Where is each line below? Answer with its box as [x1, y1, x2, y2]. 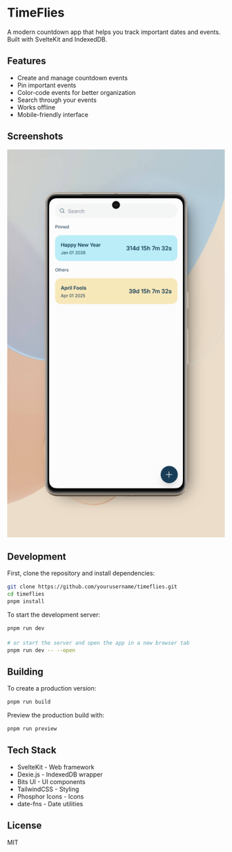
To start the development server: [7, 611, 101, 619]
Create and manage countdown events [17, 73, 128, 82]
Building [7, 666, 43, 677]
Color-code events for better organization [17, 88, 136, 96]
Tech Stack [7, 745, 57, 756]
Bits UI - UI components [17, 777, 86, 786]
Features [7, 55, 46, 67]
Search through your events [17, 96, 97, 104]
